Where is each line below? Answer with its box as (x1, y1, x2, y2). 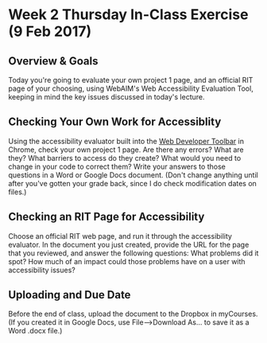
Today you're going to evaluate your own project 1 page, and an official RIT (8, 76, 253, 84)
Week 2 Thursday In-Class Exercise (8, 6, 249, 24)
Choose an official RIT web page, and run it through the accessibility (8, 231, 233, 240)
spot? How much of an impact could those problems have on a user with (8, 256, 246, 266)
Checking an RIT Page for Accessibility (8, 210, 205, 224)
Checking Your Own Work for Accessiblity (8, 115, 222, 129)
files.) (8, 187, 27, 197)
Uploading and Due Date (8, 288, 131, 302)
